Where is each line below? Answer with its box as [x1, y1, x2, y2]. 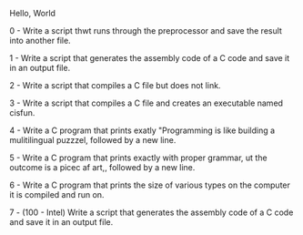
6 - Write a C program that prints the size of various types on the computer [9, 179, 291, 190]
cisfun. [9, 107, 35, 117]
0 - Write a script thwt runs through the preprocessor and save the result [9, 26, 282, 36]
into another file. [9, 36, 71, 46]
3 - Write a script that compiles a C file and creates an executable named [9, 97, 284, 108]
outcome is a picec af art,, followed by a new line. [9, 162, 196, 172]
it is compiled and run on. [9, 189, 105, 199]
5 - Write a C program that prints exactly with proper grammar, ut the [9, 152, 268, 163]
